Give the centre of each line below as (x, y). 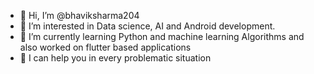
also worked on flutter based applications (105, 47)
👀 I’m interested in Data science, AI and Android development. (147, 26)
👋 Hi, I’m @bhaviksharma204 (79, 15)
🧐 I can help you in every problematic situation (115, 58)
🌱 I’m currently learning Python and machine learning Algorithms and (162, 36)
